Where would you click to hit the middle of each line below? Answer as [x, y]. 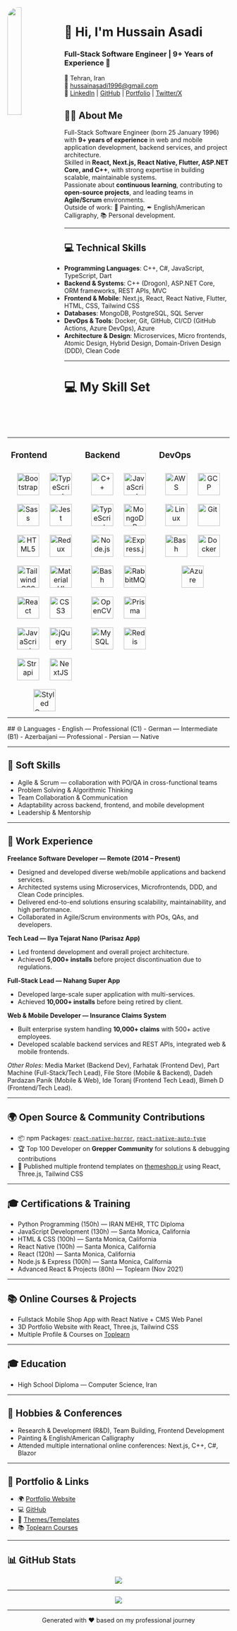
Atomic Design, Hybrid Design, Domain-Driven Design [143, 343]
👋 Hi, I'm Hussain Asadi [134, 32]
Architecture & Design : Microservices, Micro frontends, [146, 336]
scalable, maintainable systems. [111, 177]
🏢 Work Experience [50, 842]
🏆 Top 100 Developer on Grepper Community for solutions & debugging [123, 1149]
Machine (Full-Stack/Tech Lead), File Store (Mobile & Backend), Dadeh [110, 1073]
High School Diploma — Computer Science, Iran [87, 1384]
